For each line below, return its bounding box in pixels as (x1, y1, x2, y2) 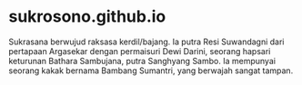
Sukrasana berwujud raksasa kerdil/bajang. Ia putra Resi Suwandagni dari (8, 36, 285, 47)
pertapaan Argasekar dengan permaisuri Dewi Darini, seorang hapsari (8, 45, 271, 56)
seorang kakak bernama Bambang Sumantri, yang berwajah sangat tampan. (8, 65, 294, 76)
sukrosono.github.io (8, 6, 166, 27)
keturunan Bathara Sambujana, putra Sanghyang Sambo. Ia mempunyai (8, 55, 277, 66)
